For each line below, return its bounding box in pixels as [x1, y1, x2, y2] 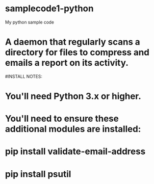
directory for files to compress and [5, 47, 150, 58]
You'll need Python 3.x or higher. [5, 91, 141, 102]
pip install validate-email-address [5, 146, 146, 157]
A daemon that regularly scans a [5, 36, 141, 48]
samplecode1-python [5, 3, 94, 14]
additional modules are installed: [5, 124, 141, 135]
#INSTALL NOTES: [5, 73, 43, 79]
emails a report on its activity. [5, 57, 129, 69]
